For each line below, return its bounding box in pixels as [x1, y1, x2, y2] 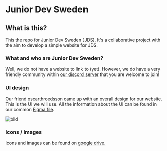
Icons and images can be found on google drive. [5, 140, 106, 146]
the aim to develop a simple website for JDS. [5, 42, 98, 48]
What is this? [5, 24, 47, 32]
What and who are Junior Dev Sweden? [5, 54, 104, 61]
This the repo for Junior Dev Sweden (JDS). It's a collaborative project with [5, 37, 161, 43]
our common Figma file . [5, 106, 54, 112]
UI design [5, 84, 29, 91]
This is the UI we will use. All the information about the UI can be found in [5, 101, 157, 107]
